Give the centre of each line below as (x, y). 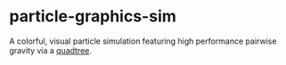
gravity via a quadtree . (50, 50)
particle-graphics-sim (93, 16)
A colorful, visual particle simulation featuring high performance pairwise (143, 41)
